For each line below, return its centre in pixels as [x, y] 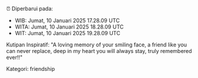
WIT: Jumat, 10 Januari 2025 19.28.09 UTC [67, 33]
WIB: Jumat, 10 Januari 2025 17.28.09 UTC [67, 21]
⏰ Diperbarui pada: [30, 9]
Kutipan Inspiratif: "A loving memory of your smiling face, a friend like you [97, 45]
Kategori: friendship [31, 69]
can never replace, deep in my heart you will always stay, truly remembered [99, 51]
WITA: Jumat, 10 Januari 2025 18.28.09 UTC [69, 27]
